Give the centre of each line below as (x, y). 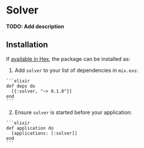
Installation (27, 45)
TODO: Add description (35, 26)
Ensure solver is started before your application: (73, 112)
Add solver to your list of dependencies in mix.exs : (76, 70)
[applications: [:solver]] (44, 133)
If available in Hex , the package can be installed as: (68, 58)
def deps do (21, 86)
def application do (30, 128)
